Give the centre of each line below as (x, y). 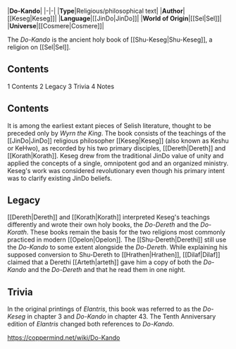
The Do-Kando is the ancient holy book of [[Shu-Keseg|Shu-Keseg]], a (110, 40)
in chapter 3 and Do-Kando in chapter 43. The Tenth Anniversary (122, 317)
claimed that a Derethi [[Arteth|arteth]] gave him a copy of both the (105, 262)
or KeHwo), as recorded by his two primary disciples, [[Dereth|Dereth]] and (117, 148)
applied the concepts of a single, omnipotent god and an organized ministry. (118, 163)
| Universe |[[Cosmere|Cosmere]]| (56, 26)
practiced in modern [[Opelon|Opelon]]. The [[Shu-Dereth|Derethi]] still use (117, 239)
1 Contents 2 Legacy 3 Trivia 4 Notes (61, 86)
